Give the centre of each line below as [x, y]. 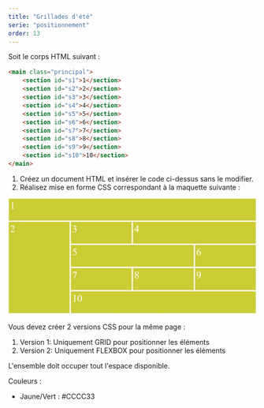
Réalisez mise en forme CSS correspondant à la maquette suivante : [130, 187]
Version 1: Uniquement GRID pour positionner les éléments [115, 342]
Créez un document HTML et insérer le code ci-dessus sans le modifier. [136, 178]
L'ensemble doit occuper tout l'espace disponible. [89, 366]
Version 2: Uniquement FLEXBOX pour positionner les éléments [123, 350]
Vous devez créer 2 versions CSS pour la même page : [97, 327]
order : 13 [24, 33]
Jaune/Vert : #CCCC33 [57, 397]
